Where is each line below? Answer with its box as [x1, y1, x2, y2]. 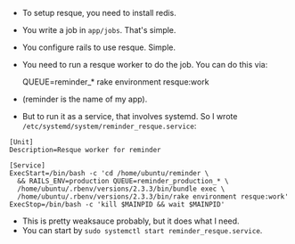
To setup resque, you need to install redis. [21, 8, 176, 18]
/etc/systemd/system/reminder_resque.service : [21, 120, 197, 131]
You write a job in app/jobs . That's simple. [21, 25, 176, 35]
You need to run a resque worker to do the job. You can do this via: [21, 60, 268, 69]
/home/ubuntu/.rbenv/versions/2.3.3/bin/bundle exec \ [17, 184, 225, 193]
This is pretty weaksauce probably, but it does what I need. [21, 216, 240, 226]
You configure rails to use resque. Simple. [21, 42, 176, 53]
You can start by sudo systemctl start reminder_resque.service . [21, 225, 263, 235]
